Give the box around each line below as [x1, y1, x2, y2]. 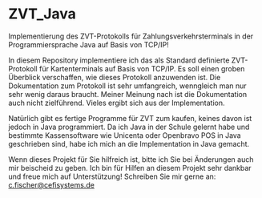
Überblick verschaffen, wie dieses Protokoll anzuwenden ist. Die [8, 72, 221, 82]
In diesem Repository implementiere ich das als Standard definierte [8, 55, 230, 65]
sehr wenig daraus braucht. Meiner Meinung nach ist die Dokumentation [8, 89, 247, 99]
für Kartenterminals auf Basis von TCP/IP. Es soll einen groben [38, 63, 245, 73]
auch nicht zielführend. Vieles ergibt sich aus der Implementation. [8, 98, 226, 107]
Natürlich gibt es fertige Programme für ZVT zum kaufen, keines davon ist [8, 113, 252, 123]
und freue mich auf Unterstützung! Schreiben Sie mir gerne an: [8, 172, 216, 181]
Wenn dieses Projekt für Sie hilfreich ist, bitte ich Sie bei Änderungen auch [8, 154, 254, 164]
